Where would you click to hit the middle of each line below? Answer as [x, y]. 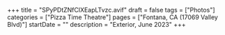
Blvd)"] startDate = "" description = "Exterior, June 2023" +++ [96, 24]
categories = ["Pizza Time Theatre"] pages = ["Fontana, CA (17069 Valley [113, 17]
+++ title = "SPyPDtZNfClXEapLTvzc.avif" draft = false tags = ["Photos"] [111, 10]
